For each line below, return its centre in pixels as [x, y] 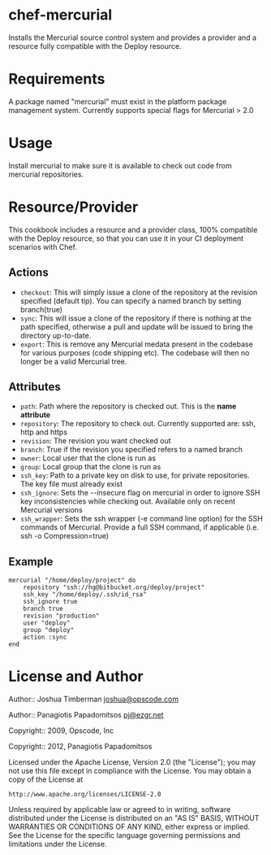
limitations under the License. [58, 844]
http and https [43, 432]
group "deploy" [49, 630]
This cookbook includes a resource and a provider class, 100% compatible [133, 229]
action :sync [45, 637]
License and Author [76, 676]
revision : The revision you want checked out [96, 441]
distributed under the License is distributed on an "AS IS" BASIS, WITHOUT [134, 818]
